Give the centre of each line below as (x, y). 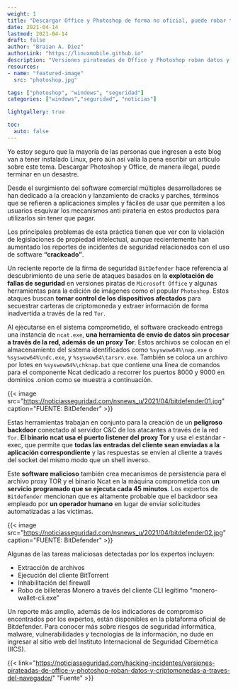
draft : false (27, 40)
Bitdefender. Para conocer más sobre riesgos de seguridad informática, (112, 626)
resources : (23, 67)
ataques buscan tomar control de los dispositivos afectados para (104, 298)
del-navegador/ (30, 678)
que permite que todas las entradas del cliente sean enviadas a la (122, 444)
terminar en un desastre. (43, 174)
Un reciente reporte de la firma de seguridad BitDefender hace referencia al (118, 268)
